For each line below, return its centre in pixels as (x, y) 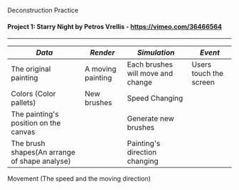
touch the (208, 74)
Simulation (156, 52)
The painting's (35, 114)
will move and (150, 74)
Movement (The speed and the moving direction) (79, 179)
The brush (28, 143)
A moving (101, 69)
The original (31, 69)
